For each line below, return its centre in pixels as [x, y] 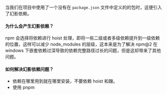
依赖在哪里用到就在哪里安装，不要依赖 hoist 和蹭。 [65, 81]
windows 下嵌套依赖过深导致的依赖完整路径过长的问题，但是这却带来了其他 [83, 50]
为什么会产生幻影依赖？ [29, 26]
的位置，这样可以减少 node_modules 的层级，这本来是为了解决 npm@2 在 [81, 44]
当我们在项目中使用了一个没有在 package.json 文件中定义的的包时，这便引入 [83, 7]
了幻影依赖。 [18, 13]
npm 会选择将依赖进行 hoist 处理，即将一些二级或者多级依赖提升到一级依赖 [82, 38]
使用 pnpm [24, 87]
